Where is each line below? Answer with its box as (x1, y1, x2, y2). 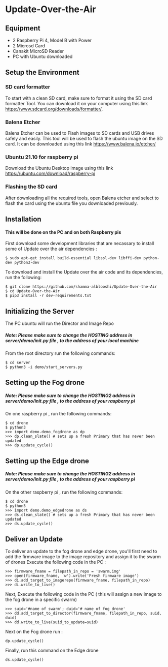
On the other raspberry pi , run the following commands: (5, 489, 123, 495)
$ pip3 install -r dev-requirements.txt (5, 293, 92, 298)
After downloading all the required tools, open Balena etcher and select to (5, 195, 159, 201)
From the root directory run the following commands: (5, 350, 115, 356)
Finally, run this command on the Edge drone (5, 647, 99, 654)
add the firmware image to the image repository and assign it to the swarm (5, 554, 161, 560)
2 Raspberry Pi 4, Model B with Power (12, 37, 92, 43)
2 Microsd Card (12, 43, 46, 49)
